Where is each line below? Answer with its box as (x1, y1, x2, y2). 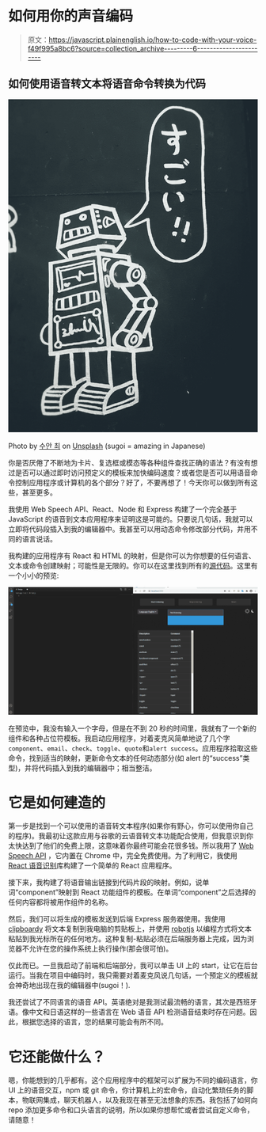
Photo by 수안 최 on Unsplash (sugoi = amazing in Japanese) (8, 441, 206, 450)
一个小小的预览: (8, 571, 59, 580)
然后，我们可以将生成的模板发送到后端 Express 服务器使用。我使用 (8, 914, 226, 924)
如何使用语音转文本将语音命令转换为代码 (8, 77, 206, 91)
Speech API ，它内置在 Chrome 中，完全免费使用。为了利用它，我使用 (8, 851, 237, 860)
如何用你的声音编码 (8, 7, 134, 25)
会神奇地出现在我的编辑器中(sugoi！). (8, 981, 131, 990)
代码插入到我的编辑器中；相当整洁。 (38, 763, 157, 773)
